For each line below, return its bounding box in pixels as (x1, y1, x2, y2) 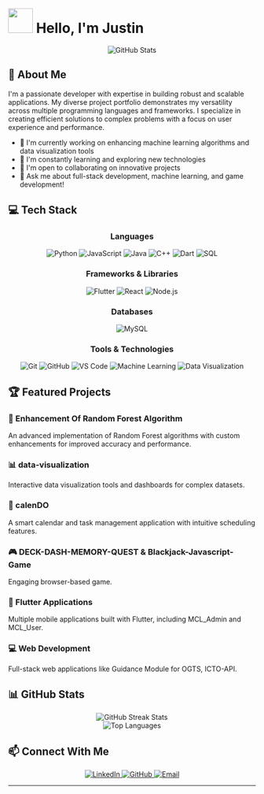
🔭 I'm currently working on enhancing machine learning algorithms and (19, 138, 250, 147)
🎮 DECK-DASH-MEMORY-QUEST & (8, 546, 147, 557)
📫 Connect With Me (8, 744, 110, 758)
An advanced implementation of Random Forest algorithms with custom (8, 431, 240, 440)
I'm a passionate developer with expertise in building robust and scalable (8, 89, 245, 98)
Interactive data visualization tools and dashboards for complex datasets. (8, 480, 245, 490)
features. (8, 526, 38, 536)
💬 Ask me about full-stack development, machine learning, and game (19, 171, 244, 180)
